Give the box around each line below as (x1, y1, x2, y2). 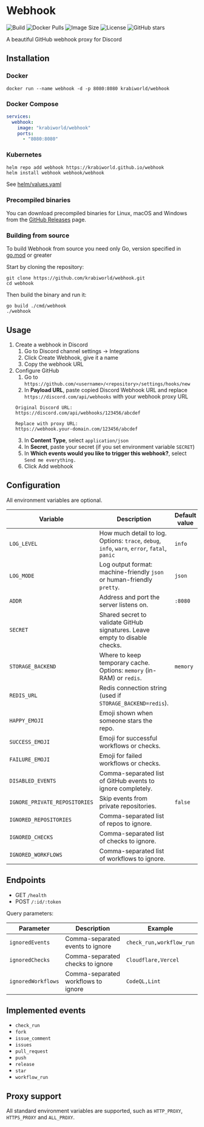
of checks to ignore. (99, 837, 157, 845)
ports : (17, 131, 34, 137)
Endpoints (6, 875, 46, 885)
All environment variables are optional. (6, 496, 103, 504)
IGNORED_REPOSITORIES (9, 816, 72, 823)
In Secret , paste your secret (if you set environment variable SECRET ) (24, 443, 195, 450)
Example (148, 924, 174, 932)
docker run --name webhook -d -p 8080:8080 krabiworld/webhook (6, 85, 170, 91)
